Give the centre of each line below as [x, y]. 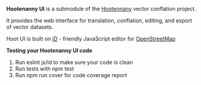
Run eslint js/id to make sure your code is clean [74, 62]
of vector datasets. [30, 27]
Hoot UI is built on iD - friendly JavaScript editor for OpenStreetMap [91, 39]
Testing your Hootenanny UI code [49, 50]
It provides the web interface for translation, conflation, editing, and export [99, 20]
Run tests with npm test [44, 69]
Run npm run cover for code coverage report [71, 75]
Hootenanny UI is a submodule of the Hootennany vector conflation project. [101, 9]
